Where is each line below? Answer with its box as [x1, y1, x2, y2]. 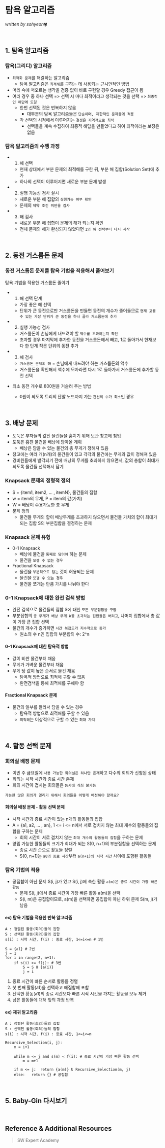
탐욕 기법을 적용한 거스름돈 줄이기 [5, 279, 70, 285]
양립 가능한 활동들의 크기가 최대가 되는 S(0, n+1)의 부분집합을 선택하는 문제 [12, 840, 156, 846]
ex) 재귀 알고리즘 [5, 1009, 38, 1015]
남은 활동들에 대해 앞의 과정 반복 [12, 997, 74, 1003]
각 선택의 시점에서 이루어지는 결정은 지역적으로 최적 [19, 117, 114, 123]
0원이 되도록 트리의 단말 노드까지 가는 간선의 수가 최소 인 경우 [19, 393, 134, 399]
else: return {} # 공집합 [14, 1073, 68, 1078]
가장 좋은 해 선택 [19, 301, 52, 307]
